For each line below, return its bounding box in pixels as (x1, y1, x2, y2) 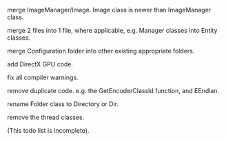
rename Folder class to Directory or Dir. (7, 100, 119, 108)
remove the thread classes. (7, 113, 85, 121)
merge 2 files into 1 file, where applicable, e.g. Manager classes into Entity (7, 27, 218, 34)
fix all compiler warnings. (7, 73, 79, 81)
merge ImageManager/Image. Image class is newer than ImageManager (7, 6, 212, 14)
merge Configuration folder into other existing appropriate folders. (7, 47, 195, 55)
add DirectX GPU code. (7, 60, 74, 68)
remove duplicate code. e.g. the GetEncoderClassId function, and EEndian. (7, 87, 219, 94)
